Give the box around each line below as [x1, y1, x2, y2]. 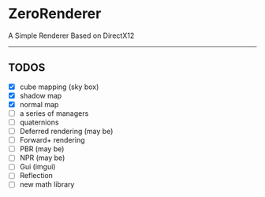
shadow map [19, 91, 62, 100]
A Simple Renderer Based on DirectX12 [8, 31, 135, 40]
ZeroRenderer [8, 5, 102, 23]
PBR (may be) [19, 144, 65, 154]
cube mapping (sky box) [19, 82, 99, 91]
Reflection [19, 171, 54, 180]
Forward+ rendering [19, 136, 85, 145]
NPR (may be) [19, 153, 65, 162]
